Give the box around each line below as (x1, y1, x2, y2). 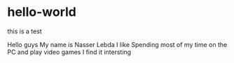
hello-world (7, 4, 77, 20)
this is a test (7, 27, 42, 35)
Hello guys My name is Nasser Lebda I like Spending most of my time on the (7, 40, 228, 48)
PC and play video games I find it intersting (7, 48, 132, 56)
